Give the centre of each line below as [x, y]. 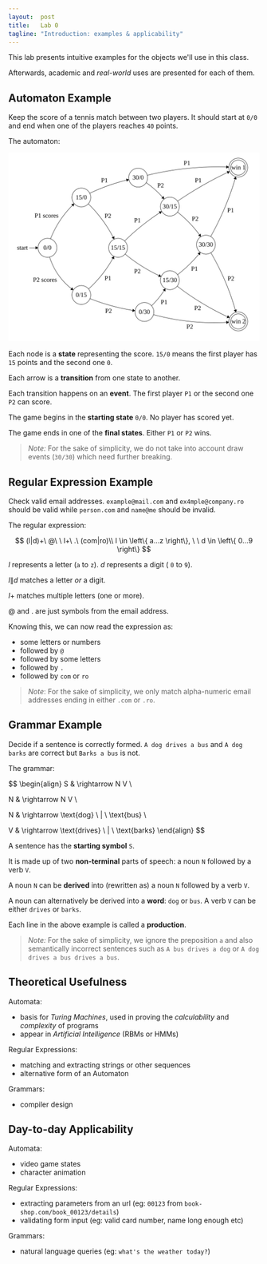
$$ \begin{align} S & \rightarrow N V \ [70, 784]
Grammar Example [55, 725]
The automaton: [34, 141]
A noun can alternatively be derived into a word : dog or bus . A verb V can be [132, 900]
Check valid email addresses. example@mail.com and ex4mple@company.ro [126, 501]
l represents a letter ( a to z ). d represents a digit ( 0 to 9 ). [100, 564]
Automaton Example [60, 98]
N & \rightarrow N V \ [43, 799]
